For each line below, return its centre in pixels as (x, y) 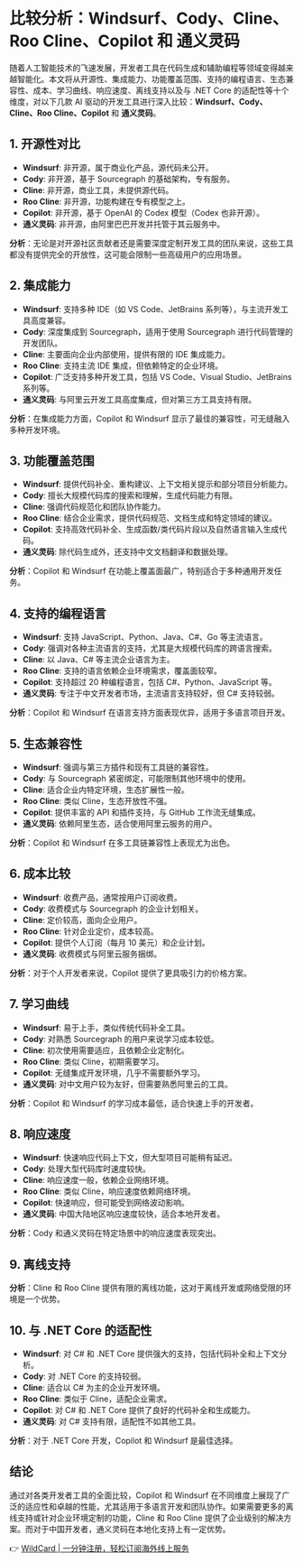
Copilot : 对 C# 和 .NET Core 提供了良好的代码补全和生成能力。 (138, 1410)
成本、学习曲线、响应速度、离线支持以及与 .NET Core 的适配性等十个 (161, 90)
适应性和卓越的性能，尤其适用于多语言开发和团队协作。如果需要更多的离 (159, 1506)
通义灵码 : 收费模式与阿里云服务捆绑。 (92, 954)
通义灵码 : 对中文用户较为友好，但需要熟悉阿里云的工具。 (127, 1084)
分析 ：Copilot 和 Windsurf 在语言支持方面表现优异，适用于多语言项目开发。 (150, 713)
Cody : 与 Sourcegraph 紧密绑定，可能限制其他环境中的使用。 (136, 778)
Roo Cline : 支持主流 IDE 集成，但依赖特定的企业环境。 (123, 365)
